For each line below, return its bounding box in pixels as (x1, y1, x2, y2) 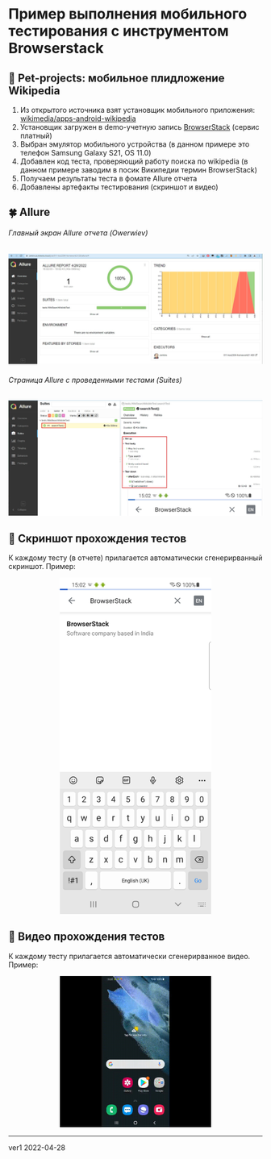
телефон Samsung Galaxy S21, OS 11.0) (19, 148, 152, 157)
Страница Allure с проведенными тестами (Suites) (8, 375, 183, 384)
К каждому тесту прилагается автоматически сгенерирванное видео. (8, 951, 251, 961)
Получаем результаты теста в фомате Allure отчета (19, 174, 198, 183)
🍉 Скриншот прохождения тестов (8, 531, 187, 545)
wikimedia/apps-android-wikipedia (19, 114, 136, 123)
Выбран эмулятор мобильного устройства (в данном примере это (19, 139, 250, 149)
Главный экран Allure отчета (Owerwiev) (8, 227, 148, 238)
